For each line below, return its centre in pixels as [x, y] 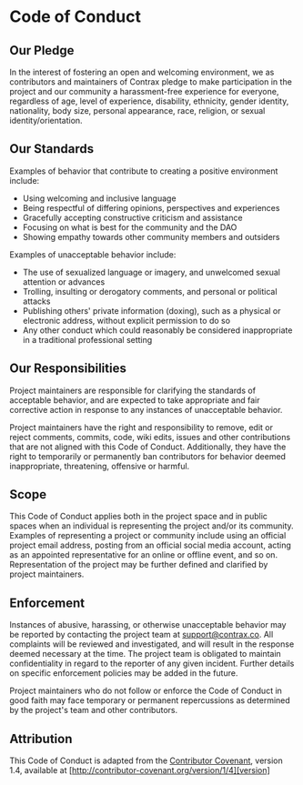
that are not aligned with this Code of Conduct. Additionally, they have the [148, 447]
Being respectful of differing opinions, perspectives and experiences [151, 207]
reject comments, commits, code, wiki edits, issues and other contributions [150, 437]
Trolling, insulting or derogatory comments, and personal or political [150, 291]
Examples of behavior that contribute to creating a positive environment [144, 171]
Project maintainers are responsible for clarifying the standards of [133, 390]
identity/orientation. [46, 121]
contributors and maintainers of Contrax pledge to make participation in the [151, 82]
